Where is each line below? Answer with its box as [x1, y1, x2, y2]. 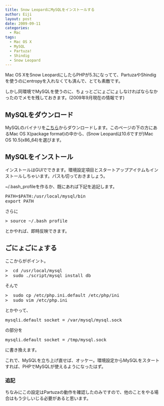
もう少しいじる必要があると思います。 [13, 395, 91, 401]
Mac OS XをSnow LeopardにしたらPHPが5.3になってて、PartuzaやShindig [5, 72, 157, 78]
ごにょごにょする [5, 244, 57, 252]
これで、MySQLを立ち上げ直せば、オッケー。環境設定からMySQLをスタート [5, 357, 160, 363]
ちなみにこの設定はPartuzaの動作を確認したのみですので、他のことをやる [5, 389, 154, 395]
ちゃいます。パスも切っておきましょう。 [26, 173, 108, 179]
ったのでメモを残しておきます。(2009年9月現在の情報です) [5, 95, 125, 101]
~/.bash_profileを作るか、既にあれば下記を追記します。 [5, 183, 117, 189]
